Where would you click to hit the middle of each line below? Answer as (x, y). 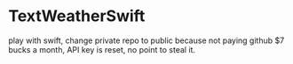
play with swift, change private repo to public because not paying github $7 (146, 40)
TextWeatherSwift (77, 16)
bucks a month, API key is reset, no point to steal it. (102, 49)
